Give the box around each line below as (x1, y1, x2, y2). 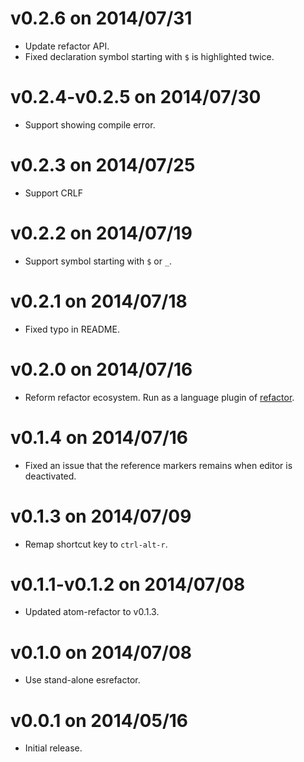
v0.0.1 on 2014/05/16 (10, 709, 189, 732)
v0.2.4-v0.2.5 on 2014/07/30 (10, 86, 262, 109)
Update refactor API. (24, 40, 110, 52)
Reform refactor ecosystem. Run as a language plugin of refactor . (24, 391, 295, 403)
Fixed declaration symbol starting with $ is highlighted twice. (24, 50, 275, 62)
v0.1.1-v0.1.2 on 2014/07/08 (10, 573, 246, 596)
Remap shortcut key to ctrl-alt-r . (24, 538, 168, 550)
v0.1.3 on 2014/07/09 (10, 505, 192, 527)
